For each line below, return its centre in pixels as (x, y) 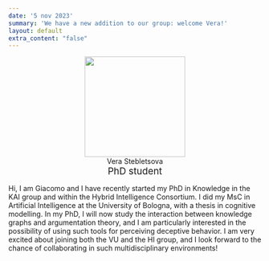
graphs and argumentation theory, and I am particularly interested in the (127, 222)
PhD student (135, 171)
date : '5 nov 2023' (41, 16)
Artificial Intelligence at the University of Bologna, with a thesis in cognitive (132, 206)
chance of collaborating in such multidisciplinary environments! (113, 248)
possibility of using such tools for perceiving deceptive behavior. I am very (132, 231)
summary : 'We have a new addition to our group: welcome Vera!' (118, 23)
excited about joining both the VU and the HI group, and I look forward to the (135, 240)
